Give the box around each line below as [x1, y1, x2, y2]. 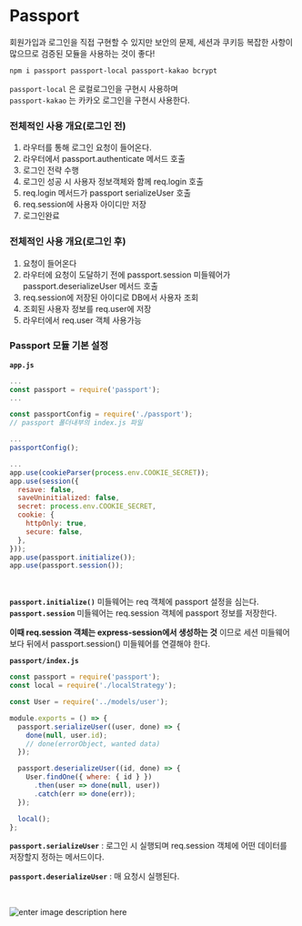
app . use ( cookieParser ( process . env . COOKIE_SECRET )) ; [9, 468, 209, 478]
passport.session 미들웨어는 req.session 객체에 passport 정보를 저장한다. [9, 608, 277, 619]
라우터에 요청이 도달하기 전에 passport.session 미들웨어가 [22, 269, 231, 280]
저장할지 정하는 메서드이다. [9, 851, 105, 862]
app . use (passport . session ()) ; [9, 561, 125, 570]
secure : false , [25, 527, 84, 537]
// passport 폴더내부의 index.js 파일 [9, 418, 144, 428]
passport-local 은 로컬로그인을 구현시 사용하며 [9, 83, 179, 94]
